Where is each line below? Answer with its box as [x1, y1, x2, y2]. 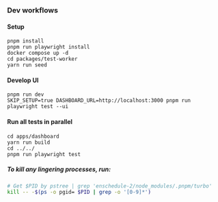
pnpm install [7, 38, 44, 45]
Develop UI [7, 76, 39, 84]
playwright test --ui [7, 103, 69, 110]
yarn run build [7, 139, 51, 146]
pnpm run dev [7, 91, 44, 98]
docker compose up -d [7, 50, 69, 57]
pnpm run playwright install [7, 44, 90, 51]
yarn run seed [7, 62, 48, 68]
